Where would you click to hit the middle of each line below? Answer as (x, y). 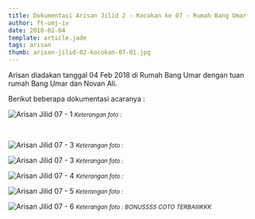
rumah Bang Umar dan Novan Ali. (63, 83)
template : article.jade (48, 38)
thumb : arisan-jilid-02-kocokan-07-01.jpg (79, 52)
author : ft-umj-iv (39, 23)
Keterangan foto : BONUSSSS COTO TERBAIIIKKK (144, 207)
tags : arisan (30, 45)
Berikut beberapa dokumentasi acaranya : (77, 99)
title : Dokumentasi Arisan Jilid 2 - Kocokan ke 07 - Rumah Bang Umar (127, 15)
